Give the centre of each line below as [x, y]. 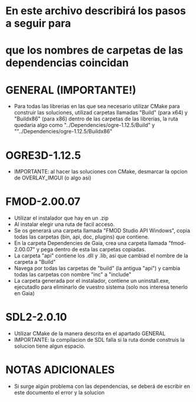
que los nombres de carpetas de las [94, 50]
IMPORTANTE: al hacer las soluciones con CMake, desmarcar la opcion [101, 172]
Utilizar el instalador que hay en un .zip [61, 218]
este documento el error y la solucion [59, 393]
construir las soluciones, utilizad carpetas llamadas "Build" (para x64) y [101, 113]
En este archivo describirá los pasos [96, 11]
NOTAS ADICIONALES [60, 370]
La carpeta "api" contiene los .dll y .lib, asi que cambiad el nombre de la [101, 256]
